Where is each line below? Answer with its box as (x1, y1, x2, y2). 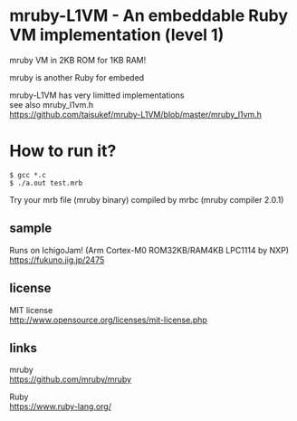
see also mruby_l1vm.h (9, 99, 93, 110)
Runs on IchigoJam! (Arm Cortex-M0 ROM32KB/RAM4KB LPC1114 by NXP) (9, 244, 290, 255)
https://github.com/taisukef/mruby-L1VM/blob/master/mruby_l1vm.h (9, 109, 263, 120)
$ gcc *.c (9, 170, 47, 179)
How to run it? (9, 141, 117, 161)
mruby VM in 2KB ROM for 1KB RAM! (9, 54, 147, 65)
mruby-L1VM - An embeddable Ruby (9, 5, 288, 26)
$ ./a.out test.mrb (9, 178, 83, 187)
